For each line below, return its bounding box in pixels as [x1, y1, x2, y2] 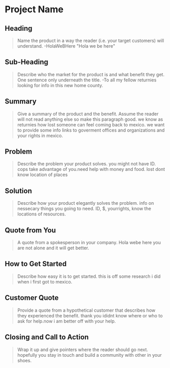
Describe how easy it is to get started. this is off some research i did [17, 273, 161, 279]
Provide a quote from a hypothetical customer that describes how [17, 307, 156, 313]
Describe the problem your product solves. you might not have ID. [17, 161, 156, 167]
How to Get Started [5, 259, 67, 268]
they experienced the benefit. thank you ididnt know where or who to [17, 312, 163, 318]
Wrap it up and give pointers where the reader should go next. [17, 347, 149, 353]
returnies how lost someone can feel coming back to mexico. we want [17, 121, 165, 127]
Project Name [5, 4, 64, 15]
